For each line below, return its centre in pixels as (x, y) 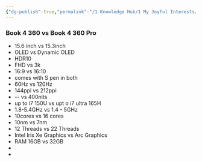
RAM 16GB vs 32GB (39, 141)
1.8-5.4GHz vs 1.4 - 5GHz (46, 109)
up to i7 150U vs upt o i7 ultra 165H (58, 103)
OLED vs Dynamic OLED (44, 52)
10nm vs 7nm (31, 122)
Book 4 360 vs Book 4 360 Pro (51, 32)
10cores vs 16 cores (39, 116)
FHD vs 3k (27, 65)
